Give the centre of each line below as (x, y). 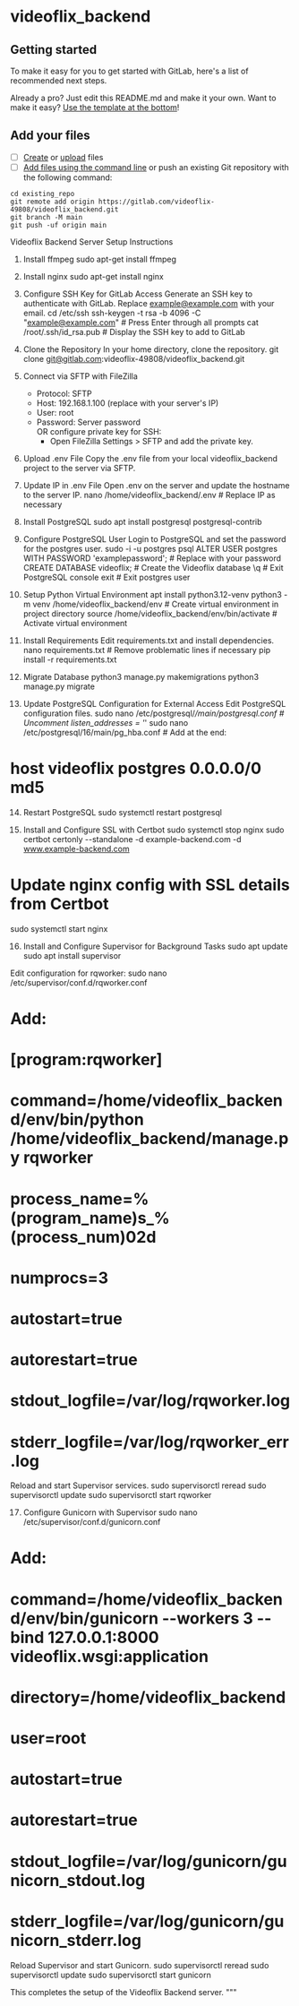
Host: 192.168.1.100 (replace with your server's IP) (128, 403)
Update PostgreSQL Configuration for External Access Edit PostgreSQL (154, 703)
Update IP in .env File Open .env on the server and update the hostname (156, 485)
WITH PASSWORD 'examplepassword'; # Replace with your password (152, 558)
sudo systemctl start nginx (59, 928)
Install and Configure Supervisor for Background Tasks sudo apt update (155, 946)
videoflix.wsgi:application (110, 1656)
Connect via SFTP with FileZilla (80, 376)
